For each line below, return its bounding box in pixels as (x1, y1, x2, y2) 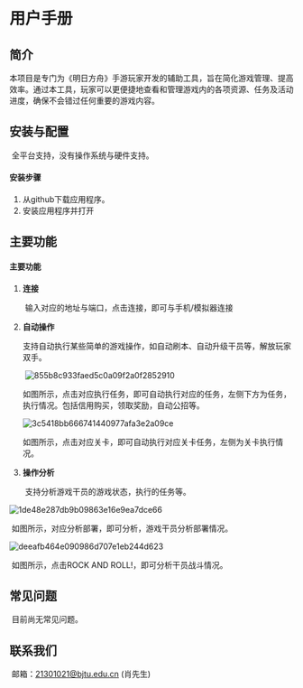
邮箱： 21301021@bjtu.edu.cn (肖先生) (11, 669, 151, 680)
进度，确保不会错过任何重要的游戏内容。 (9, 96, 160, 106)
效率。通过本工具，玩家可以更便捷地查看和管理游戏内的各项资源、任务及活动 (9, 84, 294, 95)
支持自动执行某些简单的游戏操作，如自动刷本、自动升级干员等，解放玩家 (22, 340, 291, 351)
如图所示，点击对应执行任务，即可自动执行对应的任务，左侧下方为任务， (22, 388, 291, 399)
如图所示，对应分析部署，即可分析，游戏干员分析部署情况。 (11, 523, 233, 534)
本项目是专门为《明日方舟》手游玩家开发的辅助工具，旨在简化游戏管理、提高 (9, 73, 294, 83)
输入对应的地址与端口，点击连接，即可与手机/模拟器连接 (24, 302, 234, 312)
